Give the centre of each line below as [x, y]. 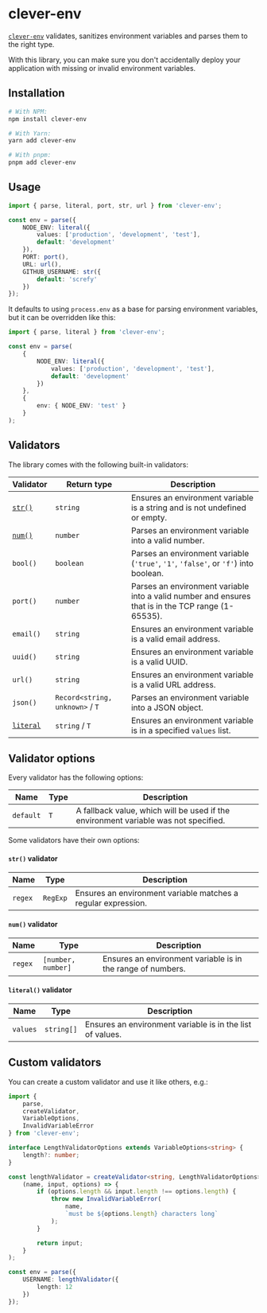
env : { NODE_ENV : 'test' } [81, 406]
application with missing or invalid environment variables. [102, 68]
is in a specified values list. [181, 731]
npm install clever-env [48, 119]
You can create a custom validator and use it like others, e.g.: [108, 1081]
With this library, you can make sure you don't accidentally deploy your [124, 60]
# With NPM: [28, 111]
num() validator [33, 925]
